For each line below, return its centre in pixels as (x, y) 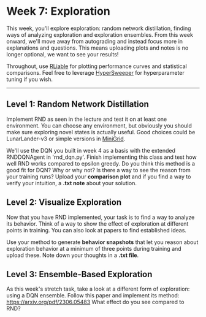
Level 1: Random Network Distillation (78, 105)
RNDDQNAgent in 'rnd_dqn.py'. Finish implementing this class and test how (102, 157)
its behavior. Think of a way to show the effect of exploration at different (97, 223)
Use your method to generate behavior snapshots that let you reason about (102, 242)
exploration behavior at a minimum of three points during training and (94, 248)
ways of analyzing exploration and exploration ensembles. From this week (100, 34)
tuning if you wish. (30, 79)
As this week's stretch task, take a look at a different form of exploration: (98, 289)
